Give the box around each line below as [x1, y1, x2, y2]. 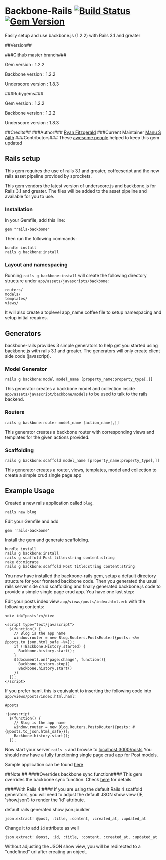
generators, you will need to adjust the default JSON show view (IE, [5, 791, 144, 797]
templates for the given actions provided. [5, 434, 90, 440]
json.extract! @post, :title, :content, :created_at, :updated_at [5, 816, 146, 821]
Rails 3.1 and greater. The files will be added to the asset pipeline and [5, 188, 147, 194]
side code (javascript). [5, 353, 51, 359]
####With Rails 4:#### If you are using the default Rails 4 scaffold [5, 786, 142, 792]
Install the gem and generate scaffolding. [5, 537, 90, 543]
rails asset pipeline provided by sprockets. [5, 173, 92, 179]
